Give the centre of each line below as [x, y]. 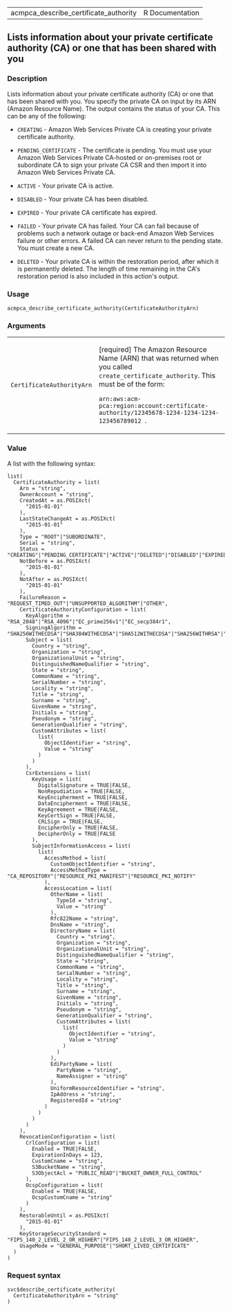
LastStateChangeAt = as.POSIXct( [68, 519]
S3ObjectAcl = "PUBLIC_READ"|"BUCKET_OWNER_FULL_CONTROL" [117, 1173]
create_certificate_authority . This [157, 375]
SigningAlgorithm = [53, 627]
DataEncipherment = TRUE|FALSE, [84, 803]
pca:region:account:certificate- [154, 406]
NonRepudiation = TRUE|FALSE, [81, 791]
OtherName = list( [77, 894]
